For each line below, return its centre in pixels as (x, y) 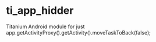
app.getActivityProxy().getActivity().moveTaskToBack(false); (79, 32)
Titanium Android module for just (45, 26)
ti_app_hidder (40, 11)
